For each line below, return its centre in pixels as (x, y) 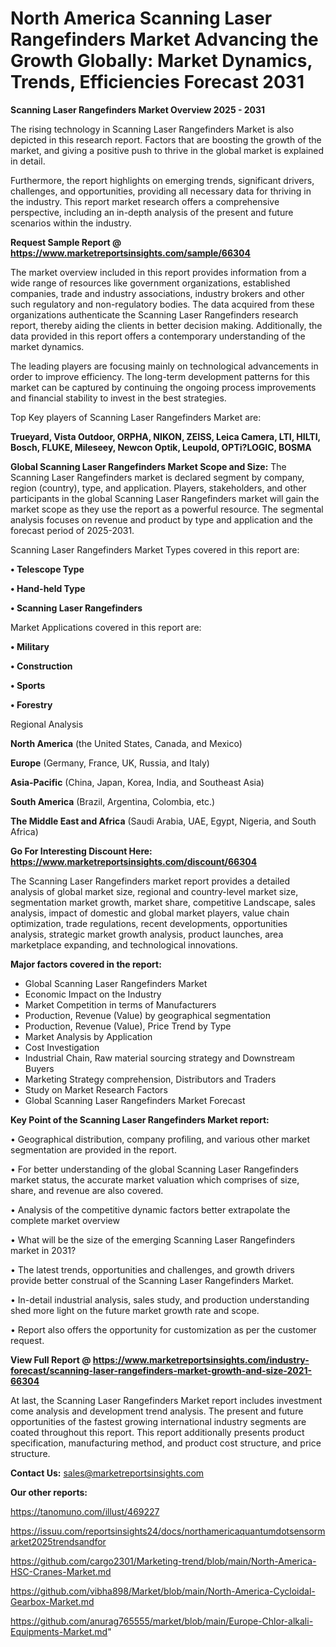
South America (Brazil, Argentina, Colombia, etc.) (113, 801)
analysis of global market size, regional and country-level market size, (154, 891)
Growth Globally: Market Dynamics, (161, 61)
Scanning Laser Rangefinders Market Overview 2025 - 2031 (138, 109)
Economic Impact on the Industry (93, 994)
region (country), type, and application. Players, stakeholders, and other (158, 488)
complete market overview (65, 1220)
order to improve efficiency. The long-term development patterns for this (160, 376)
